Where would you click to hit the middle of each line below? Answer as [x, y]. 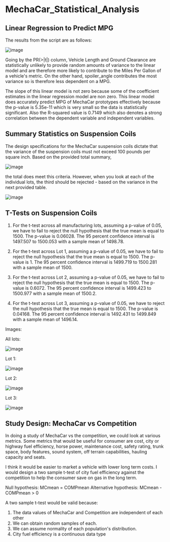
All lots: [13, 339]
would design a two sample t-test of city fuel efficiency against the [75, 473]
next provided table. [26, 187]
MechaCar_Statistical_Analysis [72, 9]
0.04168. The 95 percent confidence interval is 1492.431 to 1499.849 [84, 314]
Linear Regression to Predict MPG [59, 28]
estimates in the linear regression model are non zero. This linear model [80, 96]
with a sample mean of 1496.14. [45, 319]
